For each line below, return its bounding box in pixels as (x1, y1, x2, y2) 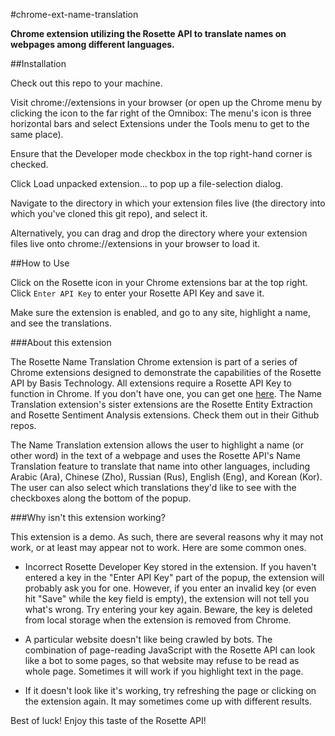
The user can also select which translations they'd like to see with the (10, 482, 297, 493)
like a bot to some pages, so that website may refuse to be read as (24, 655, 300, 666)
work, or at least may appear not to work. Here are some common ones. (10, 542, 307, 553)
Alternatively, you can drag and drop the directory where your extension (10, 227, 308, 239)
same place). (10, 129, 64, 140)
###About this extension (10, 337, 112, 348)
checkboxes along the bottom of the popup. (10, 492, 192, 504)
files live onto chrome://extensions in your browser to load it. (10, 238, 261, 249)
